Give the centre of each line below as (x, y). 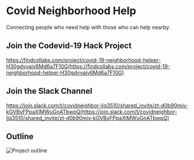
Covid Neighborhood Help (71, 11)
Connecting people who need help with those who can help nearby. (88, 27)
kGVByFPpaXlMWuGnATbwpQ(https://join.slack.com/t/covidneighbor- (92, 112)
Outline (20, 136)
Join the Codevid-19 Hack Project (69, 46)
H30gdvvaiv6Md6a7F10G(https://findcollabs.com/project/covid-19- (88, 66)
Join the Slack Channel (49, 91)
